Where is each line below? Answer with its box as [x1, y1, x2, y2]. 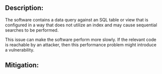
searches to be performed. [5, 27, 59, 33]
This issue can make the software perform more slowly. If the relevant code [5, 37, 157, 42]
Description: [5, 4, 44, 12]
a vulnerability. [5, 47, 35, 53]
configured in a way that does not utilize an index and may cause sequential [5, 22, 157, 28]
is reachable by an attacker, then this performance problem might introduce [5, 41, 157, 48]
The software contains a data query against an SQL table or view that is [5, 17, 148, 22]
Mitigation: [5, 61, 39, 70]
